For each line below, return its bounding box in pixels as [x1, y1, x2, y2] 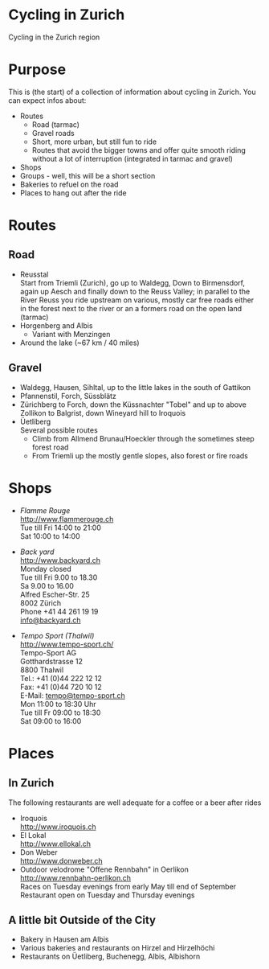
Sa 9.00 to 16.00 [19, 581, 75, 590]
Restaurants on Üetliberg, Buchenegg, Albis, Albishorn [19, 951, 201, 962]
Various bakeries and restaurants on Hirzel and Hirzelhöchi [19, 943, 215, 953]
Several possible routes [19, 425, 98, 435]
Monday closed [19, 564, 72, 573]
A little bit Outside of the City [8, 914, 157, 927]
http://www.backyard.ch [19, 555, 101, 565]
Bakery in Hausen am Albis [19, 934, 110, 944]
